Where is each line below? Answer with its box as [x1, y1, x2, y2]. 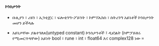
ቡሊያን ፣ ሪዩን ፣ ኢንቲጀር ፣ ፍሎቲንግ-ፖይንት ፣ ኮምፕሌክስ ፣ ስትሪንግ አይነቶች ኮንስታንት [12, 15, 154, 21]
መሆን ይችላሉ [12, 20, 34, 26]
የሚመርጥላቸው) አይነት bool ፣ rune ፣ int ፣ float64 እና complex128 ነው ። [12, 35, 144, 41]
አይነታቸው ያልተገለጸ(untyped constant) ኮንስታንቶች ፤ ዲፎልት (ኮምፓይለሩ [12, 30, 141, 36]
